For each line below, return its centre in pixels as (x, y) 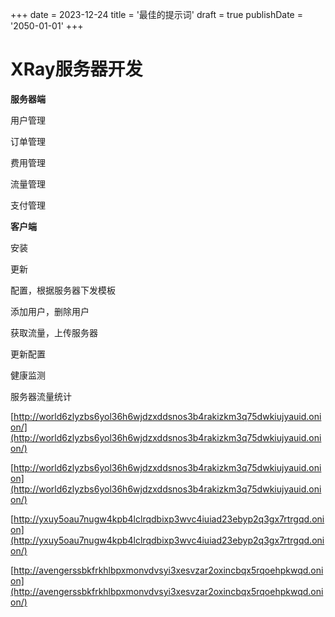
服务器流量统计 (41, 396)
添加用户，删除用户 (50, 311)
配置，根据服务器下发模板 (63, 290)
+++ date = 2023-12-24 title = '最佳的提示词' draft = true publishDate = (156, 14)
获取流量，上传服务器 (54, 332)
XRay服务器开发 (76, 69)
